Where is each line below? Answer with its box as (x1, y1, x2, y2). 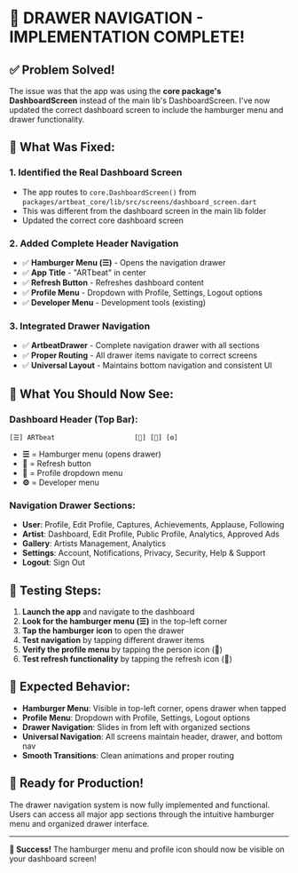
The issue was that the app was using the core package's (9, 86, 222, 96)
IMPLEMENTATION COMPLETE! (9, 27, 246, 47)
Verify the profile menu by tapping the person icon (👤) (21, 644, 223, 655)
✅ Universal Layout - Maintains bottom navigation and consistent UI (21, 360, 272, 371)
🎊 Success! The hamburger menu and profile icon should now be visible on (9, 844, 286, 854)
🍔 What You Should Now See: (9, 386, 175, 401)
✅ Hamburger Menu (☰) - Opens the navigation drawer (21, 257, 226, 267)
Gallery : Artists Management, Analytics (21, 538, 167, 549)
